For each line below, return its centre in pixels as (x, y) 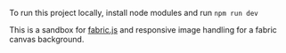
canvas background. (47, 39)
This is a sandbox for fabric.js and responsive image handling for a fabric (143, 30)
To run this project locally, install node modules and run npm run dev (134, 13)
